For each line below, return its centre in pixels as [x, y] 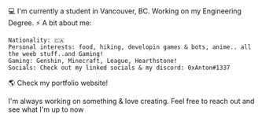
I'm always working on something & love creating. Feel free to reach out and [131, 101]
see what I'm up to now [46, 109]
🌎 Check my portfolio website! [58, 83]
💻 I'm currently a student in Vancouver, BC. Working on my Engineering [125, 11]
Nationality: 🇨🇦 [37, 40]
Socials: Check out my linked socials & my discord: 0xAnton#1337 [119, 68]
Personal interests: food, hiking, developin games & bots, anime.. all [130, 47]
